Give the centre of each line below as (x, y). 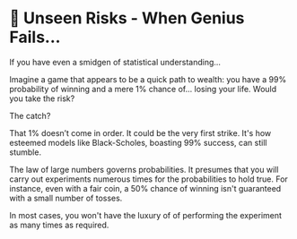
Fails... (35, 37)
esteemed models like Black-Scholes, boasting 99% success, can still (138, 142)
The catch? (30, 115)
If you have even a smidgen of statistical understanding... (115, 62)
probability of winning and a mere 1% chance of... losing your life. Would (143, 89)
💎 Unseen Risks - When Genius (127, 18)
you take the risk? (42, 98)
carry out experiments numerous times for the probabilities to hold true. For (149, 179)
